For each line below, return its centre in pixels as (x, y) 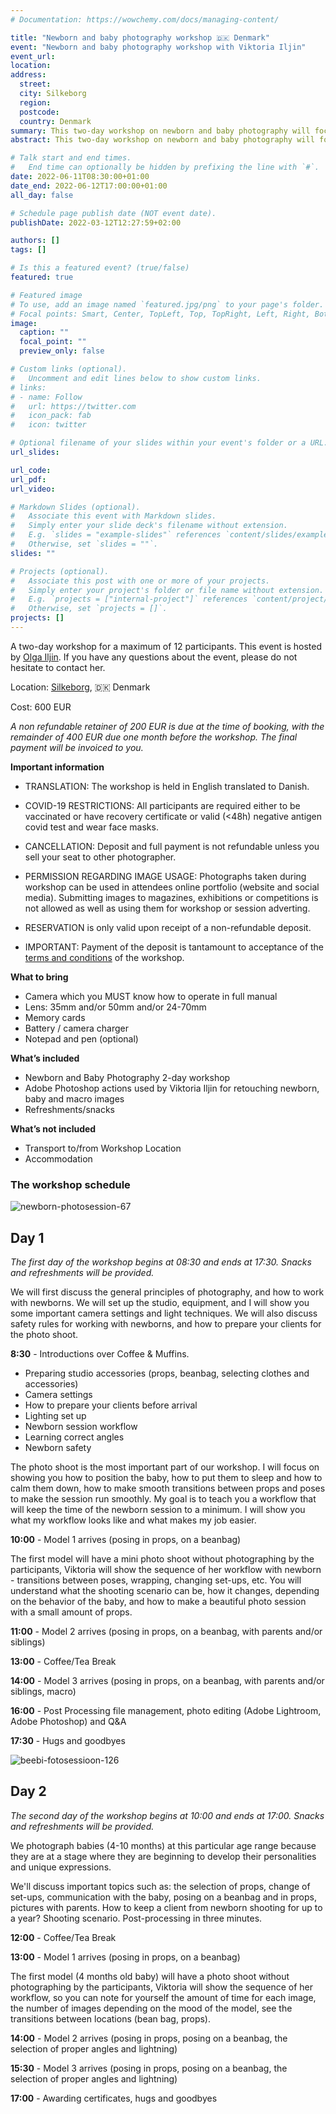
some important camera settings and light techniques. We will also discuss (164, 1313)
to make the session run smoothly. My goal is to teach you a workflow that (163, 1498)
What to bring (39, 977)
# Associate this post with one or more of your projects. (140, 581)
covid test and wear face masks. (91, 827)
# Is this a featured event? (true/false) (100, 268)
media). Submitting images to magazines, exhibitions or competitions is (171, 897)
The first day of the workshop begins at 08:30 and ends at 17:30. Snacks (161, 1262)
